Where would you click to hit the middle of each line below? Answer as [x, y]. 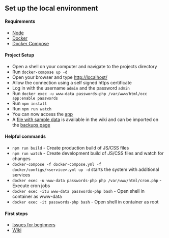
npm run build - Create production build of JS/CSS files [71, 148]
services [21, 175]
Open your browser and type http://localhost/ [60, 77]
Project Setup [20, 55]
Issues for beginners [34, 225]
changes [21, 159]
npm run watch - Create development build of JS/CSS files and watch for [88, 153]
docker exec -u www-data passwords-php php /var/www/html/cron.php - [87, 180]
